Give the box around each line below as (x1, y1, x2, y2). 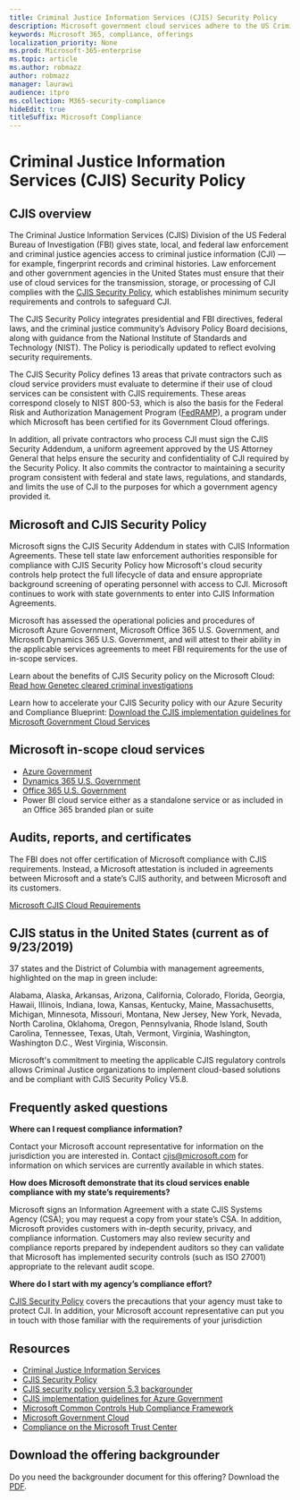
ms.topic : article (9, 55, 78, 64)
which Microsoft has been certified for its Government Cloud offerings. (9, 417, 270, 428)
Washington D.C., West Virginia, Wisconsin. (9, 1037, 169, 1048)
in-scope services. (9, 652, 79, 663)
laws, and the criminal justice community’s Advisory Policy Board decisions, (9, 323, 288, 334)
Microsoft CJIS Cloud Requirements (9, 899, 141, 910)
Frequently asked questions (9, 1100, 168, 1115)
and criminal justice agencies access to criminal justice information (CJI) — (9, 249, 287, 260)
